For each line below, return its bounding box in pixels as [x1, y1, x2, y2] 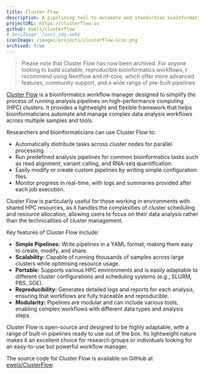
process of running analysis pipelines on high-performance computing [6, 97, 184, 104]
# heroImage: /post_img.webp [6, 32, 81, 38]
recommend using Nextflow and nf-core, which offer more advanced [21, 72, 195, 80]
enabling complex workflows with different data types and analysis [15, 305, 184, 312]
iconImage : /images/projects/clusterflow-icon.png [6, 37, 138, 43]
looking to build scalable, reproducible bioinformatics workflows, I [21, 66, 187, 73]
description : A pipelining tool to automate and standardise [6, 15, 165, 21]
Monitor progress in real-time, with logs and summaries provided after [15, 179, 192, 186]
